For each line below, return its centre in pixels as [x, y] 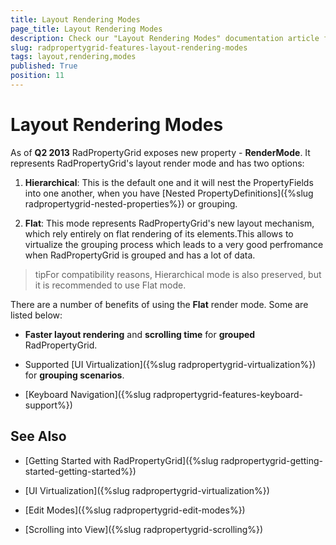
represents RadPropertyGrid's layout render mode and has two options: [157, 163]
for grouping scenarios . [74, 375]
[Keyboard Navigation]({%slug [88, 394]
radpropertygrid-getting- [271, 460]
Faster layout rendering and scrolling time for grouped [140, 334]
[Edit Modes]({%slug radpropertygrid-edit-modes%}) [135, 510]
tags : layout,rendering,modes [73, 57]
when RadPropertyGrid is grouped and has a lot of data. [140, 255]
